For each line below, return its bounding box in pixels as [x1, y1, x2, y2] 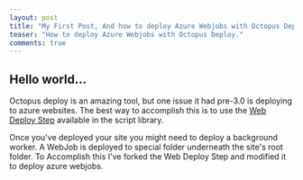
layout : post [9, 13, 59, 22]
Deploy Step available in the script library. [9, 114, 164, 126]
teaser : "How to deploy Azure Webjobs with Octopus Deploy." [9, 30, 244, 39]
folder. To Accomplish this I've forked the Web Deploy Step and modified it [9, 151, 287, 162]
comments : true [9, 38, 67, 48]
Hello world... [9, 71, 87, 86]
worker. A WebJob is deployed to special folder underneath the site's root [9, 141, 284, 153]
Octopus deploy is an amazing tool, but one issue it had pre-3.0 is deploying [9, 95, 293, 106]
